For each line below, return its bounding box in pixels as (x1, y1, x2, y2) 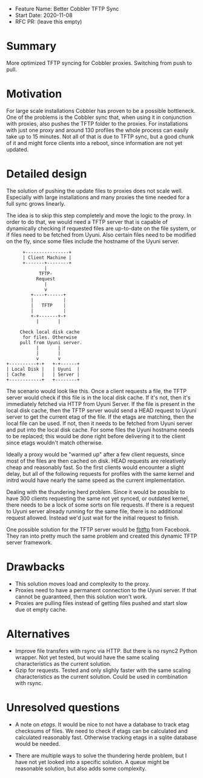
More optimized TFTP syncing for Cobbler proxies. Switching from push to (6, 59, 192, 66)
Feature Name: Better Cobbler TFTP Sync (15, 5, 119, 12)
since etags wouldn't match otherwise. (6, 439, 103, 446)
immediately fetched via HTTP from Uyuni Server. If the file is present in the (6, 400, 195, 407)
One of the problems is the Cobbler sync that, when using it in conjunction (6, 113, 192, 121)
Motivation (6, 87, 62, 101)
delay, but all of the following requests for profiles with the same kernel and (6, 470, 195, 477)
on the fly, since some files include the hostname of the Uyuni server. (6, 237, 180, 245)
